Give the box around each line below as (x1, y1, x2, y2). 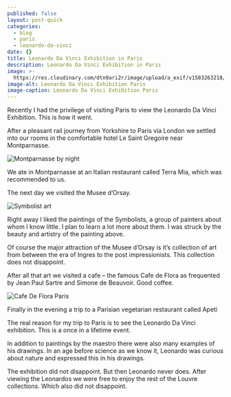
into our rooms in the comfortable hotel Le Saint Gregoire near (7, 134, 184, 142)
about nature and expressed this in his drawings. (7, 354, 146, 363)
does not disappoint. (7, 258, 65, 266)
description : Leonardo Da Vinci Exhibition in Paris (7, 61, 162, 68)
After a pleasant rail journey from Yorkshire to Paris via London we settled (7, 127, 217, 135)
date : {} (7, 49, 32, 56)
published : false (7, 10, 57, 17)
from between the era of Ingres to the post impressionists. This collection (7, 251, 215, 259)
